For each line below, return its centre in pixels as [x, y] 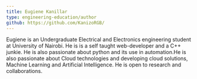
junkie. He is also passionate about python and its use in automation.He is [96, 52]
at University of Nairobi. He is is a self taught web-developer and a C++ [94, 46]
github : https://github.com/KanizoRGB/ [55, 23]
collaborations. [24, 71]
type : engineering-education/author [51, 17]
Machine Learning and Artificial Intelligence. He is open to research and [94, 65]
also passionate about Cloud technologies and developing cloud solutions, [97, 59]
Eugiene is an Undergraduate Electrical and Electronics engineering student [99, 40]
